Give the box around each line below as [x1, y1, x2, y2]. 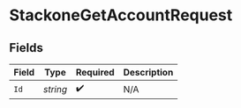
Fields [9, 40, 44, 55]
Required [75, 67, 115, 78]
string [42, 83, 68, 95]
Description [123, 67, 174, 78]
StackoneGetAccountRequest [9, 5, 233, 25]
